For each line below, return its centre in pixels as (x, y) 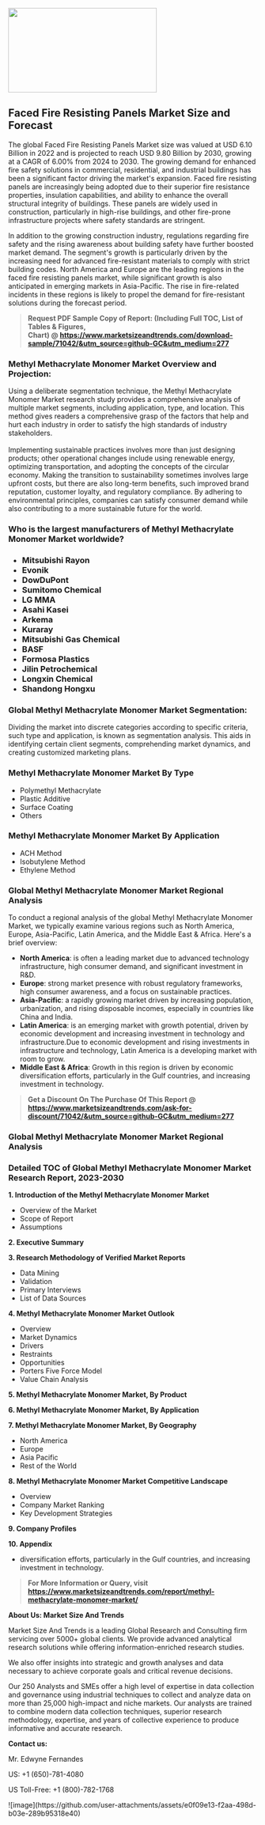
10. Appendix (30, 1544)
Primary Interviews (50, 1290)
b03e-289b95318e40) (44, 1814)
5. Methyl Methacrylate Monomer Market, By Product (98, 1395)
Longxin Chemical (57, 679)
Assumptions (41, 1227)
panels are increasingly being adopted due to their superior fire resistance (129, 187)
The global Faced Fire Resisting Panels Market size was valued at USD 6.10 (131, 144)
